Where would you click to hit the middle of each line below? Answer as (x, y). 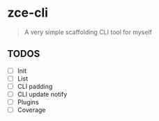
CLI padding (35, 86)
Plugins (28, 102)
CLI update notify (42, 94)
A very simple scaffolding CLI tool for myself (88, 32)
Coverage (31, 110)
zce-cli (28, 13)
